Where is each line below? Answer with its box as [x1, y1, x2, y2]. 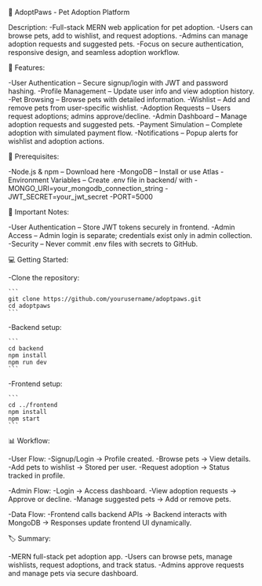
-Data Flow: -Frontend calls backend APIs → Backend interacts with [8, 510, 227, 518]
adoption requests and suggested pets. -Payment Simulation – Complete [8, 120, 243, 129]
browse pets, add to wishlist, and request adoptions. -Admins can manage [8, 31, 249, 40]
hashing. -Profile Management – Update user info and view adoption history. [8, 86, 255, 96]
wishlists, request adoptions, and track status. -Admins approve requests [8, 560, 245, 570]
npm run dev [8, 358, 47, 366]
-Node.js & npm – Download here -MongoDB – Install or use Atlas [8, 167, 220, 176]
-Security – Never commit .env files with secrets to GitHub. [8, 240, 198, 248]
